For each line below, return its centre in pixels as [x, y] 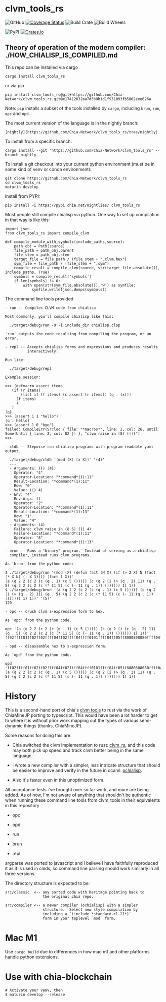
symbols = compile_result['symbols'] [53, 276]
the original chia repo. [68, 896]
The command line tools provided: [40, 298]
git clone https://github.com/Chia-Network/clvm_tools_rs [66, 178]
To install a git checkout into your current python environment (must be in [80, 164]
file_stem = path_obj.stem [42, 255]
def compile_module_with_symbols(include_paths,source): [65, 242]
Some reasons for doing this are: [38, 735]
